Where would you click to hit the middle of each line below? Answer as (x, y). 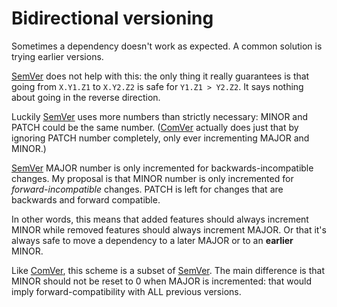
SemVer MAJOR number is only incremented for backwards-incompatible (162, 168)
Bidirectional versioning (112, 18)
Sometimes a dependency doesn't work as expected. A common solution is (167, 46)
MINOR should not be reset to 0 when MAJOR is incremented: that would (162, 281)
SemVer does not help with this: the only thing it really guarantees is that (160, 76)
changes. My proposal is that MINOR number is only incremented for (152, 178)
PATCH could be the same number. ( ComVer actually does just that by (155, 127)
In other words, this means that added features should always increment (160, 219)
